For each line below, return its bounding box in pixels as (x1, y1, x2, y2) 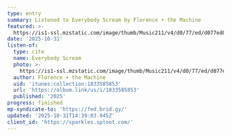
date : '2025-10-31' (7, 36, 63, 43)
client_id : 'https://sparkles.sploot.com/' (7, 118, 134, 126)
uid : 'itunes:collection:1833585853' (13, 80, 122, 87)
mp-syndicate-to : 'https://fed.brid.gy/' (7, 106, 128, 113)
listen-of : (7, 42, 38, 49)
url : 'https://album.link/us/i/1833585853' (13, 87, 140, 93)
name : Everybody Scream (13, 55, 81, 62)
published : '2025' (13, 93, 67, 100)
